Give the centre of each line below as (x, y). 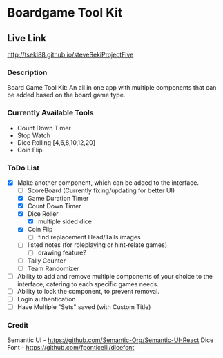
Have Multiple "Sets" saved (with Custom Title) (84, 307)
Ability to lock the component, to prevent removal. (88, 291)
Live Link (27, 38)
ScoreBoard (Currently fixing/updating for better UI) (101, 190)
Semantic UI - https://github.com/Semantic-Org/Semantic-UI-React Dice (110, 340)
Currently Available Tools (50, 113)
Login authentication (46, 299)
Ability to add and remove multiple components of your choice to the (115, 276)
